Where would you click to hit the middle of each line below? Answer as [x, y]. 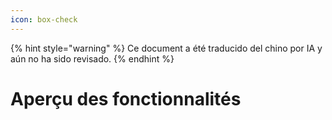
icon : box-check [44, 19]
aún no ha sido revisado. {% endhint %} [92, 58]
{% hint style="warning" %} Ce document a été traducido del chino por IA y [166, 48]
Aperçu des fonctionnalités [126, 98]
